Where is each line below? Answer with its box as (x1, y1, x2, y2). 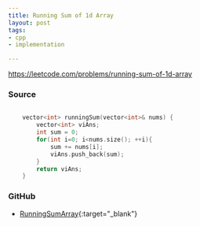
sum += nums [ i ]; (49, 143, 104, 150)
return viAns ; (36, 165, 82, 173)
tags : (8, 26, 26, 34)
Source (8, 89, 37, 100)
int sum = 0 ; (36, 128, 79, 136)
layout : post (8, 19, 51, 27)
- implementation (8, 41, 65, 49)
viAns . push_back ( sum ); (49, 150, 125, 158)
